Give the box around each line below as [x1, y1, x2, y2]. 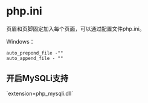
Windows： [6, 38, 35, 45]
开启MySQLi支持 [6, 73, 69, 84]
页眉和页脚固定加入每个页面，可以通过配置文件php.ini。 [6, 25, 145, 32]
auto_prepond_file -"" [6, 50, 63, 56]
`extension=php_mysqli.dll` [6, 90, 74, 97]
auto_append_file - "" [6, 55, 63, 61]
